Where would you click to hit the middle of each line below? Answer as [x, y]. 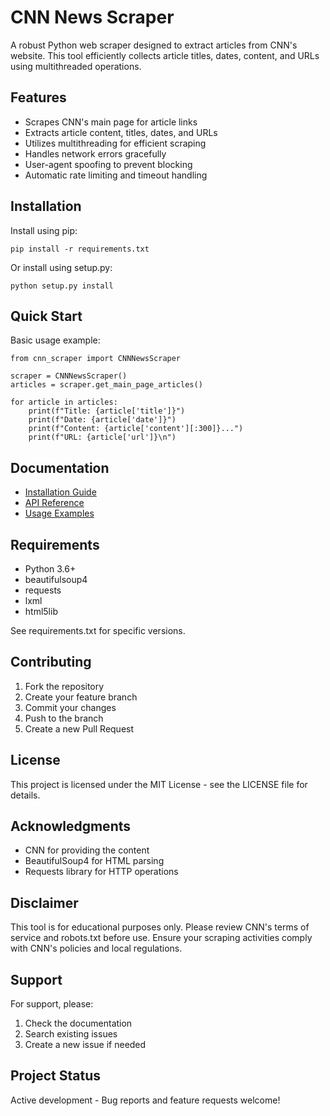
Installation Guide [60, 492]
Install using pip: [44, 230]
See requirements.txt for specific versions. [98, 630]
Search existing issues [71, 1034]
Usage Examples [59, 513]
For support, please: [52, 1004]
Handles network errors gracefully [95, 153]
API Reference [54, 503]
